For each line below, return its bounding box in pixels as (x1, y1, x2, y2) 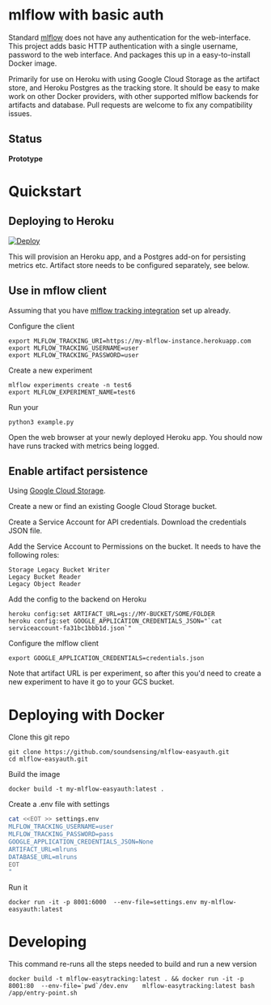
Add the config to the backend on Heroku (8, 594, 147, 604)
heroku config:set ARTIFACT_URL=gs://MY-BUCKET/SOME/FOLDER (8, 610, 216, 619)
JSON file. (8, 526, 43, 536)
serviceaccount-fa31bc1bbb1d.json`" (8, 624, 132, 632)
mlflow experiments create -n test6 (8, 381, 132, 389)
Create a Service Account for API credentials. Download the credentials (8, 517, 247, 527)
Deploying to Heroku (8, 214, 115, 228)
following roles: (8, 550, 60, 560)
